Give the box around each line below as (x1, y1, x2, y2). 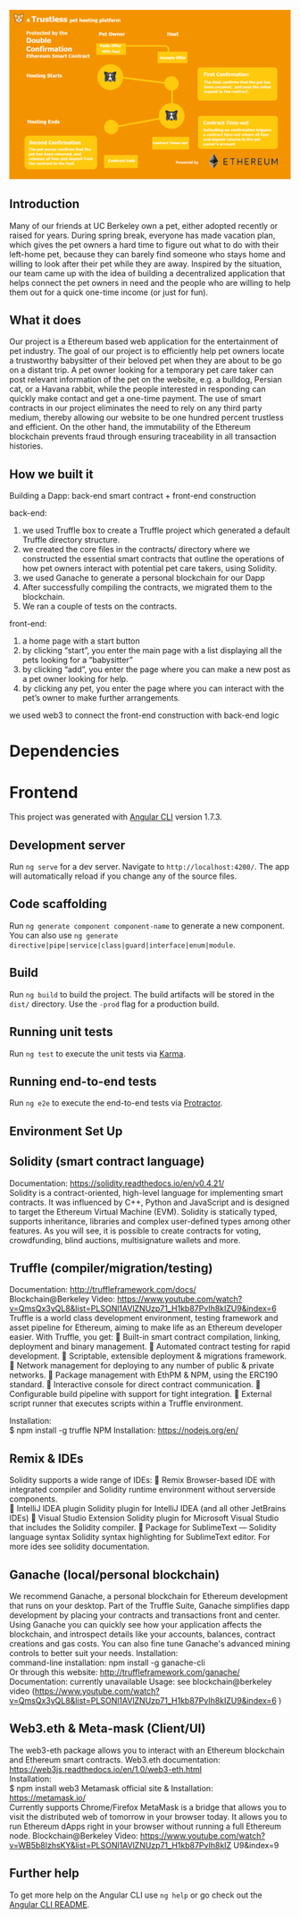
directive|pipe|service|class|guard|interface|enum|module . (9, 939, 236, 950)
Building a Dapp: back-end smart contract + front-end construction (9, 491, 256, 501)
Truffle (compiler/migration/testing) (9, 1260, 213, 1275)
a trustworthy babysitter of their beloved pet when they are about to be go (9, 355, 283, 366)
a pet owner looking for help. (21, 674, 129, 685)
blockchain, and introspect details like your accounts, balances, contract (9, 1629, 276, 1639)
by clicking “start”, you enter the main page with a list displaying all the (21, 645, 283, 656)
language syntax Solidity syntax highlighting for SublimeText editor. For (9, 1532, 271, 1543)
